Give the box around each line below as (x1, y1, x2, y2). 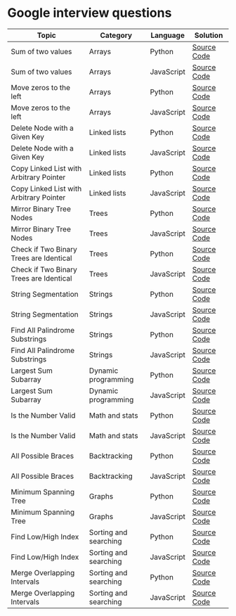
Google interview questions (7, 5, 172, 21)
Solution (194, 30, 223, 40)
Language (150, 30, 185, 40)
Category (100, 30, 132, 40)
